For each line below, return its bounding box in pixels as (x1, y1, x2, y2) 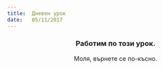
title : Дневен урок (7, 10, 67, 17)
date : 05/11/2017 (7, 16, 63, 23)
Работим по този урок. (75, 39, 156, 49)
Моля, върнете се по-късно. (74, 54, 157, 62)
